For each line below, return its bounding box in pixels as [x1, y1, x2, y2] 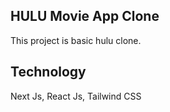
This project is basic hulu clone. [10, 34, 142, 46]
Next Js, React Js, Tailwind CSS [10, 90, 142, 102]
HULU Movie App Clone [10, 8, 160, 25]
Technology [10, 64, 87, 81]
